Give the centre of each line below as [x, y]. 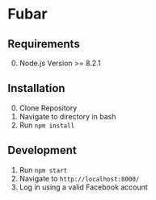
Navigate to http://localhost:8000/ [79, 178]
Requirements [44, 44]
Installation [36, 88]
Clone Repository [48, 108]
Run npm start [43, 169]
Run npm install [47, 125]
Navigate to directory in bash [67, 116]
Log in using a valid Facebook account [84, 187]
